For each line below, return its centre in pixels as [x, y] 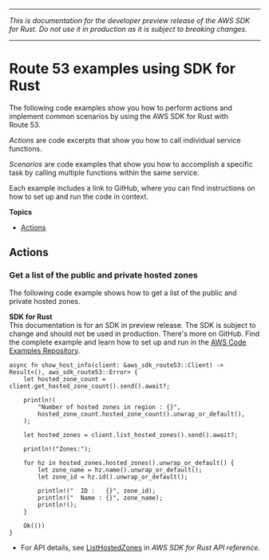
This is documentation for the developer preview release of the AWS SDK [130, 20]
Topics [21, 211]
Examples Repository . [45, 350]
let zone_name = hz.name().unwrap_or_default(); [120, 470]
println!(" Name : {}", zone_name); [100, 498]
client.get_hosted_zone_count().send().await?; [90, 386]
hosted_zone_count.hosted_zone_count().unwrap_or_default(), [142, 414]
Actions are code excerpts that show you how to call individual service [125, 140]
